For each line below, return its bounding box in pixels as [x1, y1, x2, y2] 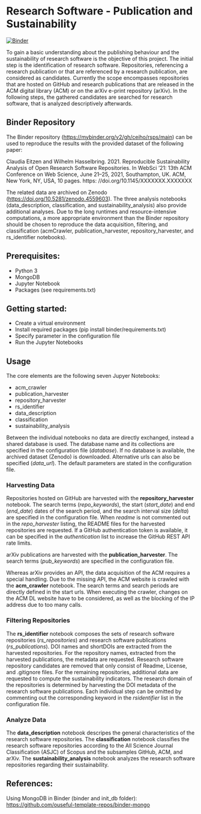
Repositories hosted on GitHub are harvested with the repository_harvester [6, 495, 194, 502]
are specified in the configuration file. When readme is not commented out [6, 514, 191, 521]
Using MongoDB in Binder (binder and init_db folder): [6, 794, 137, 802]
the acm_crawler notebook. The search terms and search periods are [6, 582, 179, 589]
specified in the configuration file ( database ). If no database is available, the [6, 447, 195, 454]
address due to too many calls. [6, 601, 83, 609]
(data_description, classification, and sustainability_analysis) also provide [6, 201, 187, 208]
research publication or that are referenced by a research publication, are [6, 67, 188, 75]
